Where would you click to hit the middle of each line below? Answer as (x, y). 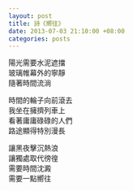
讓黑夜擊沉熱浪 (33, 148)
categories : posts (39, 39)
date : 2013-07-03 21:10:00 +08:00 (67, 31)
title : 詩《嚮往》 (36, 24)
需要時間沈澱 (30, 168)
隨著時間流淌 (30, 83)
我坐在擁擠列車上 (37, 111)
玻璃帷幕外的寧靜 (37, 73)
